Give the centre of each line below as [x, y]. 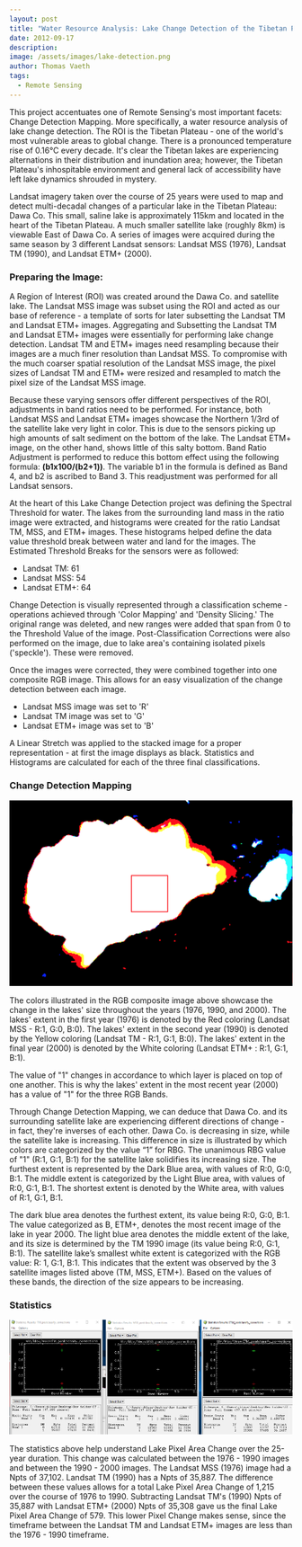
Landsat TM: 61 [51, 569]
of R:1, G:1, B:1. [36, 1198]
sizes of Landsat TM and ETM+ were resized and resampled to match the [145, 373]
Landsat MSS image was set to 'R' [85, 707]
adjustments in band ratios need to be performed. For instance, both [136, 410]
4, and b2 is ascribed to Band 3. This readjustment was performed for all [144, 476]
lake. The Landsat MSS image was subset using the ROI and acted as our [145, 307]
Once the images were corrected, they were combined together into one [143, 671]
